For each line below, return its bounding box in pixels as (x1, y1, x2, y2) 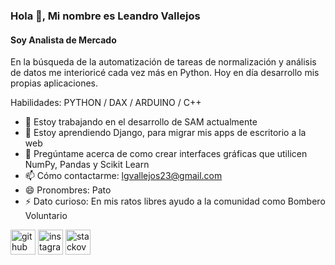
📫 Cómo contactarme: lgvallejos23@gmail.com (24, 170, 223, 182)
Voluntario (24, 210, 68, 222)
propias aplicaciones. (10, 77, 99, 89)
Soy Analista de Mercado (10, 34, 117, 46)
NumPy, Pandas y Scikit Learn (24, 159, 150, 171)
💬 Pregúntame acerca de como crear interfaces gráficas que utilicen (24, 148, 308, 160)
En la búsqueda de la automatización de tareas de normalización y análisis (10, 56, 317, 68)
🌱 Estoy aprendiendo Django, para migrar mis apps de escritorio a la (24, 127, 307, 139)
